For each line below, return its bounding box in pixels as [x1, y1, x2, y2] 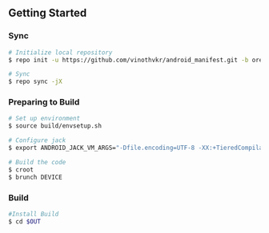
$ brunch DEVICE [8, 173, 62, 181]
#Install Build [8, 210, 59, 218]
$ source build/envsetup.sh [8, 122, 102, 130]
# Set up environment [8, 115, 81, 123]
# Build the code [8, 158, 66, 166]
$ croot [8, 165, 34, 174]
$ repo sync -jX [8, 77, 62, 86]
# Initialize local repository [8, 48, 113, 57]
